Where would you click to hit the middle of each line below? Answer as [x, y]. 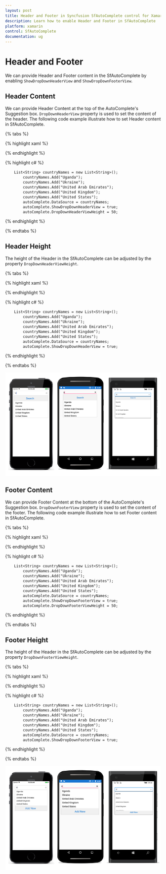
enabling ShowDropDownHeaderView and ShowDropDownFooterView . [69, 81]
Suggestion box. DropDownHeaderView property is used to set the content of [81, 114]
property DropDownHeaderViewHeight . [42, 263]
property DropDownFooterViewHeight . [42, 657]
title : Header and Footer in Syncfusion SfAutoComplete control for [77, 16]
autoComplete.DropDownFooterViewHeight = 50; [71, 606]
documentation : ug [24, 37]
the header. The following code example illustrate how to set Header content [83, 119]
